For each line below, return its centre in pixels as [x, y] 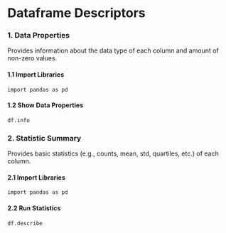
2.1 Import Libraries [37, 177]
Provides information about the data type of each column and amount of [113, 50]
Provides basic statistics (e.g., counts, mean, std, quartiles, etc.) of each [113, 153]
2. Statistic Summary [44, 138]
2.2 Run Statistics [34, 208]
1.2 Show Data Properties [45, 105]
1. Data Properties [38, 36]
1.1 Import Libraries [36, 75]
